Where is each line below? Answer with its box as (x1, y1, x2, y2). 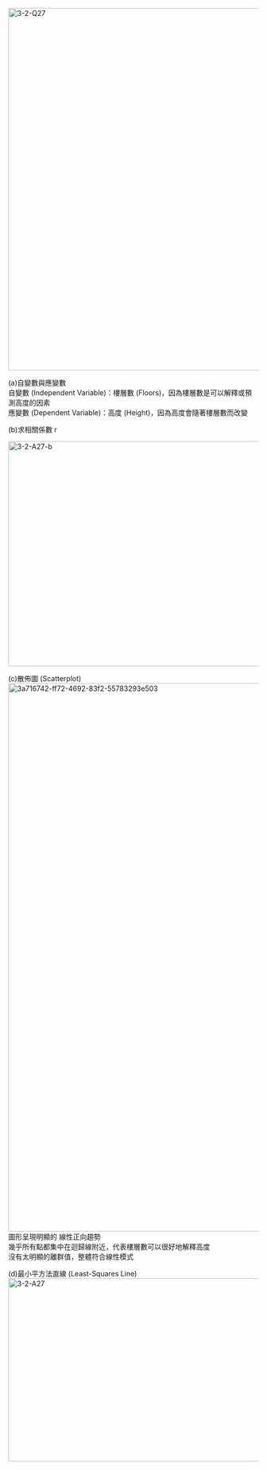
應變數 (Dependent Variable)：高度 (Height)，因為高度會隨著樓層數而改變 (8, 408, 249, 417)
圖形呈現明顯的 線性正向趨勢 (8, 1232, 101, 1241)
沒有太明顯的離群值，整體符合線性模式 (8, 1252, 133, 1261)
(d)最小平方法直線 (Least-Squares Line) (8, 1269, 137, 1278)
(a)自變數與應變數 (8, 378, 67, 387)
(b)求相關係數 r (8, 425, 57, 434)
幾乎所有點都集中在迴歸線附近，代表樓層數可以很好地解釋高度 (8, 1242, 211, 1251)
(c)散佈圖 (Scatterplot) (8, 674, 82, 683)
